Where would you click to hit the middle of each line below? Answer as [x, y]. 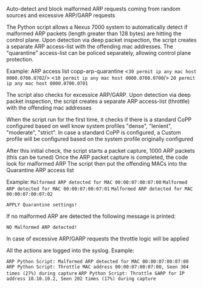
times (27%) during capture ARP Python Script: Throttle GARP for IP [96, 273]
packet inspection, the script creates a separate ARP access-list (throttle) [98, 101]
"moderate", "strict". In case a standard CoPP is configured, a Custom [94, 132]
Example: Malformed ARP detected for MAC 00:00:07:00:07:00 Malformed [97, 182]
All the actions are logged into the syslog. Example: [71, 250]
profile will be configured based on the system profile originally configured [100, 139]
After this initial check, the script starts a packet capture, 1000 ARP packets [101, 151]
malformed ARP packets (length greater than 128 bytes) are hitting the [94, 33]
